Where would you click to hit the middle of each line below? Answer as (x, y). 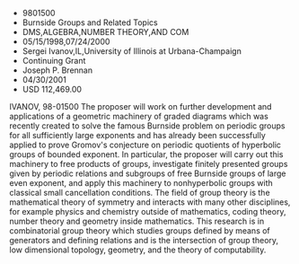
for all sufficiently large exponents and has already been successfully (138, 135)
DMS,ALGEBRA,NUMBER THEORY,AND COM (106, 32)
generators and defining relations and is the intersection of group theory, (144, 240)
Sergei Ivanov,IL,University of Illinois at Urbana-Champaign (132, 51)
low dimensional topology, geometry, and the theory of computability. (138, 250)
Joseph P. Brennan (57, 70)
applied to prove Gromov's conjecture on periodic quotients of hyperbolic (145, 145)
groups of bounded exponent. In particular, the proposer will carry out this (146, 154)
